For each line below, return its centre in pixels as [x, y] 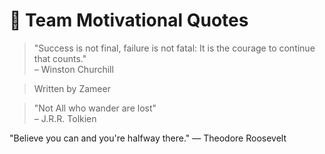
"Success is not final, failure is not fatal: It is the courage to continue [174, 48]
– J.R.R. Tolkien [65, 118]
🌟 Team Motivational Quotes [129, 20]
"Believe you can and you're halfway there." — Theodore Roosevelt [148, 138]
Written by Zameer [72, 88]
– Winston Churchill [73, 69]
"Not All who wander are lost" [95, 108]
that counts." [60, 58]
